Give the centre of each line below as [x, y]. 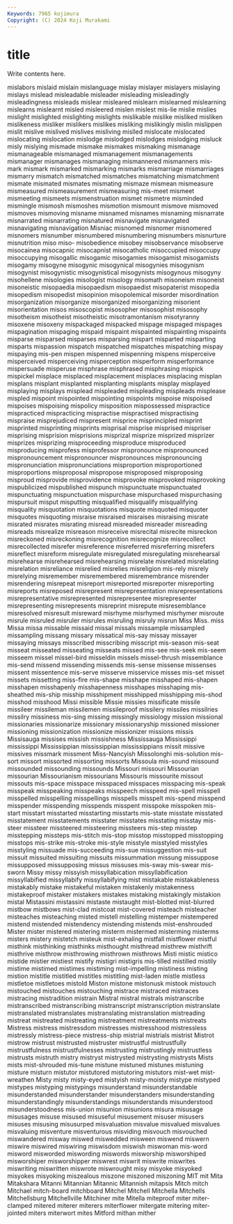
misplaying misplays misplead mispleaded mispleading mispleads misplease [116, 391]
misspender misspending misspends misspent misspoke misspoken [104, 806]
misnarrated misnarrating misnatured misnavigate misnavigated [98, 221]
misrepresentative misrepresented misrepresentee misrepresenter [102, 598]
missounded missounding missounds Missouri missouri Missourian [103, 769]
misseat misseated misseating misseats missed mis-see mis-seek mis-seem [117, 650]
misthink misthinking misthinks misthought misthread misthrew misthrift [110, 947]
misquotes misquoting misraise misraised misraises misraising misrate [108, 517]
